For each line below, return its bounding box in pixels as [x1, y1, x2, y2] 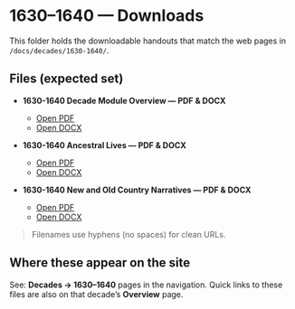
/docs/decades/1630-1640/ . [9, 44, 109, 55]
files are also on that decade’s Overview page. [9, 288, 184, 299]
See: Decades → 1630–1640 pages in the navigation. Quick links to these [9, 279, 283, 290]
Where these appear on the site [9, 255, 191, 271]
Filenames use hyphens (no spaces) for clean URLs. [31, 229, 226, 239]
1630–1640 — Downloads [9, 5, 205, 26]
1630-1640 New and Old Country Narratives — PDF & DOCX [22, 184, 252, 195]
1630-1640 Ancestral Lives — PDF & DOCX [22, 139, 187, 150]
